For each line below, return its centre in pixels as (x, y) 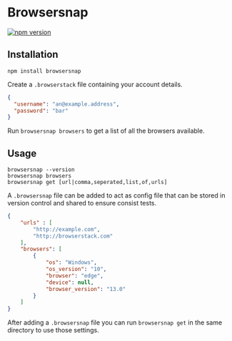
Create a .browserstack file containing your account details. (95, 84)
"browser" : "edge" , (74, 275)
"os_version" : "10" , (76, 269)
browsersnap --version (41, 170)
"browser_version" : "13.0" (86, 289)
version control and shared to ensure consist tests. (82, 203)
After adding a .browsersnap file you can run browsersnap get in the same (115, 322)
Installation (33, 55)
